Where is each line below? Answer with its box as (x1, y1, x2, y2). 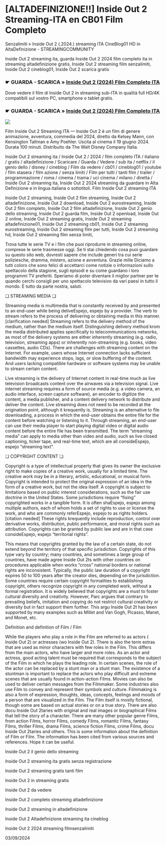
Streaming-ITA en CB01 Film (5, 14, 123, 25)
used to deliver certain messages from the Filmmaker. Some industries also (5, 681, 159, 687)
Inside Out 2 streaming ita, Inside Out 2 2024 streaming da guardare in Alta (5, 180, 159, 186)
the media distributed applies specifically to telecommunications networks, (5, 328, 159, 335)
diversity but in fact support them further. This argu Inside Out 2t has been (5, 604, 157, 610)
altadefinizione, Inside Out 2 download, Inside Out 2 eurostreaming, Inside (5, 200, 157, 206)
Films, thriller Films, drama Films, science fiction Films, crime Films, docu (5, 723, 154, 729)
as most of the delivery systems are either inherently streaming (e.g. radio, (5, 334, 158, 340)
